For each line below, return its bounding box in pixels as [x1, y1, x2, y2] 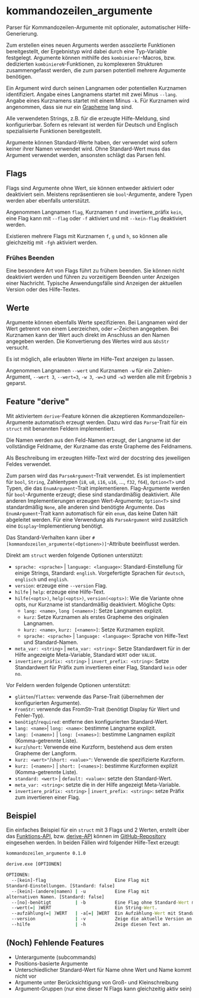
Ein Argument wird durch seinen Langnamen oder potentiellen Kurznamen [6, 84, 187, 91]
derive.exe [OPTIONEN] [6, 861, 62, 867]
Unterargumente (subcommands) [14, 954, 97, 961]
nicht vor [14, 973, 37, 980]
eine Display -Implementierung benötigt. [6, 522, 104, 530]
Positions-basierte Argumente [14, 960, 88, 967]
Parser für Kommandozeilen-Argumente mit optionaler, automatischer [6, 24, 176, 31]
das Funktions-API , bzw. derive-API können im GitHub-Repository [6, 833, 166, 840]
